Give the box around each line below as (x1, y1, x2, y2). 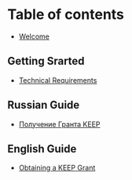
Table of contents (7, 6, 125, 24)
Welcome (18, 32, 50, 41)
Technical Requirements (18, 75, 97, 84)
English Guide (7, 142, 77, 156)
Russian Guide (7, 99, 80, 112)
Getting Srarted (7, 54, 85, 68)
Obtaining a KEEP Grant (18, 163, 96, 173)
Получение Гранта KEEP (18, 119, 101, 129)
